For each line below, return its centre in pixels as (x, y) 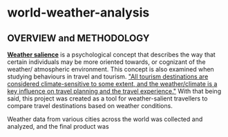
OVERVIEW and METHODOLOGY (78, 38)
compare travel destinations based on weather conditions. (90, 106)
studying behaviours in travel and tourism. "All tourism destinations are (108, 76)
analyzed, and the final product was (58, 126)
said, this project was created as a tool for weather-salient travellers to (107, 98)
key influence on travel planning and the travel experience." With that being (114, 91)
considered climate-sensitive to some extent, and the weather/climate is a (112, 84)
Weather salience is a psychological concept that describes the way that (111, 54)
